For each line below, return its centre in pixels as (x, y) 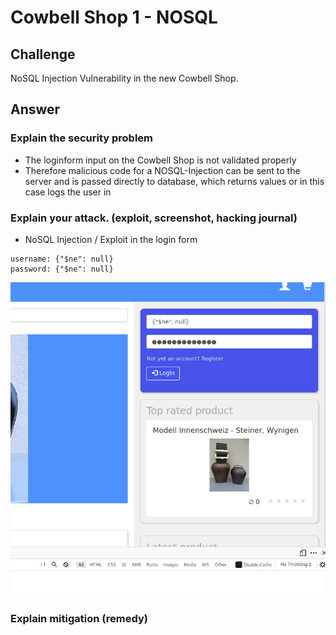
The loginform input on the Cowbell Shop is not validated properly (160, 160)
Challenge (43, 54)
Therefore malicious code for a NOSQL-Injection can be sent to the (162, 170)
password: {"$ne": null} (62, 269)
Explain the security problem (81, 138)
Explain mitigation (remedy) (79, 618)
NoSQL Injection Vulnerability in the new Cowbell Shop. (124, 78)
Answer (35, 109)
